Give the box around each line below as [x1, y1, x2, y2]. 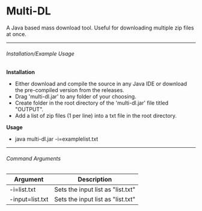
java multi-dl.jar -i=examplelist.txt [14, 135, 99, 142]
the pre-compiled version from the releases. [14, 87, 124, 94]
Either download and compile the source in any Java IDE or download [14, 80, 188, 88]
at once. [6, 30, 27, 37]
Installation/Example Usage [6, 50, 75, 57]
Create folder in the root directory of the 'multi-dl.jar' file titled [14, 99, 169, 106]
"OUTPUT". [14, 106, 44, 113]
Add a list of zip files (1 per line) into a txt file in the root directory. [14, 112, 177, 120]
